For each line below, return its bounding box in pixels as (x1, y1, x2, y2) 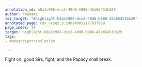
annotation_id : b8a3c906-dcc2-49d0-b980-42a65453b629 (5, 7, 116, 12)
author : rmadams (5, 12, 38, 17)
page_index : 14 (5, 25, 36, 30)
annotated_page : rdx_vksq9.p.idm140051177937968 (5, 20, 105, 26)
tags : (5, 34, 16, 39)
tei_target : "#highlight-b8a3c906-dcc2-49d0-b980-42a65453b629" (5, 16, 138, 21)
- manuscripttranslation (5, 39, 55, 44)
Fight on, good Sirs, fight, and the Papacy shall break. (5, 56, 112, 62)
